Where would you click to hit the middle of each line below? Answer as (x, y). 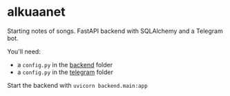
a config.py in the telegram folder (65, 72)
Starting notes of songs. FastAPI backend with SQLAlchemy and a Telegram (115, 31)
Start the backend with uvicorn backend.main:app (77, 85)
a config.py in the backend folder (65, 64)
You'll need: (24, 51)
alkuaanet (36, 12)
